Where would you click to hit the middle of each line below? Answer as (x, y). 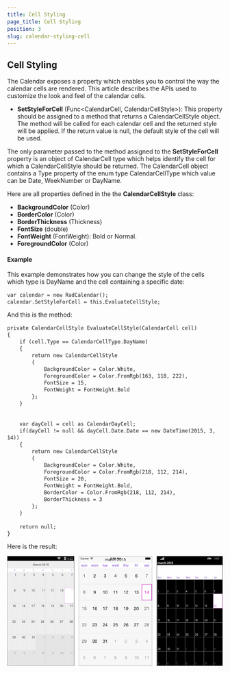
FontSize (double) (42, 229)
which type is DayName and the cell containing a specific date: (96, 282)
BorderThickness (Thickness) (60, 222)
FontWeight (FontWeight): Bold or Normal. (77, 236)
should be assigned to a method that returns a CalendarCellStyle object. (119, 117)
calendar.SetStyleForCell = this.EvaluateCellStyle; (84, 302)
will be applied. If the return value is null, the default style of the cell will (118, 131)
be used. (29, 138)
